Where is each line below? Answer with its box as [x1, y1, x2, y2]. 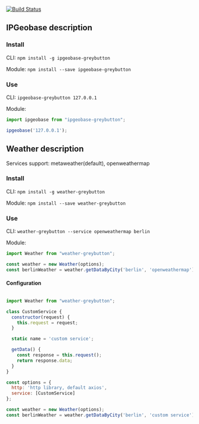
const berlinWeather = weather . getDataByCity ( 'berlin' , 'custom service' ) [6, 412, 195, 418]
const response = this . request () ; [17, 352, 102, 358]
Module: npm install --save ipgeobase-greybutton [6, 65, 131, 72]
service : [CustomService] [11, 390, 76, 397]
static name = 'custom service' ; [11, 336, 94, 342]
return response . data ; [17, 358, 73, 364]
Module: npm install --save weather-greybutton [6, 199, 126, 206]
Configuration [6, 279, 41, 287]
